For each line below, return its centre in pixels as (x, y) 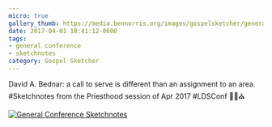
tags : (17, 38)
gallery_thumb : (34, 23)
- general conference (45, 46)
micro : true (28, 16)
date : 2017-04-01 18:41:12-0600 (63, 31)
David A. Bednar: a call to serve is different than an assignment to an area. (132, 84)
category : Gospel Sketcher (54, 61)
